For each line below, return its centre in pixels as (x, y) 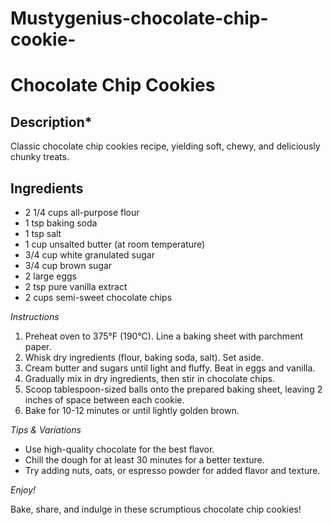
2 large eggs (50, 276)
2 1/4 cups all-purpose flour (82, 212)
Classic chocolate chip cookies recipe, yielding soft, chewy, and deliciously (165, 146)
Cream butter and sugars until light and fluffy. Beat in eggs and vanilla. (170, 368)
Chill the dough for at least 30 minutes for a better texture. (144, 460)
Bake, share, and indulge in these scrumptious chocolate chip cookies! (156, 509)
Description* (51, 122)
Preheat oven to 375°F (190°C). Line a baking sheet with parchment (164, 336)
